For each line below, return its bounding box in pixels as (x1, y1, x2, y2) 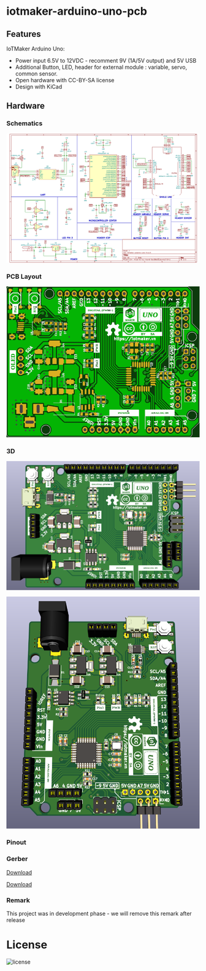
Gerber (6, 855, 28, 864)
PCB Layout (6, 272, 42, 281)
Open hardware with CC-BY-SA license (15, 77, 115, 84)
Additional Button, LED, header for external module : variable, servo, (15, 63, 188, 71)
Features (6, 29, 41, 39)
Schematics (6, 119, 43, 128)
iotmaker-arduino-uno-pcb (6, 4, 147, 18)
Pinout (6, 838, 26, 847)
